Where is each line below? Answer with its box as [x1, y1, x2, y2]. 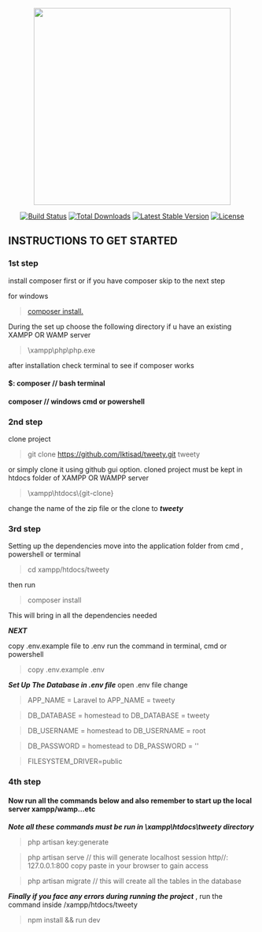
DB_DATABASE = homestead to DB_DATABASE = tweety [27, 710, 210, 721]
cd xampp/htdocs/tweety [27, 565, 110, 575]
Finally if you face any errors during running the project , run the [8, 891, 223, 900]
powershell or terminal [8, 550, 81, 559]
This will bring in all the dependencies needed [8, 611, 157, 621]
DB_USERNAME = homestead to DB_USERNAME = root [27, 726, 206, 736]
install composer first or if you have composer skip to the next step [8, 276, 226, 285]
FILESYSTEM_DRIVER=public [27, 757, 123, 766]
